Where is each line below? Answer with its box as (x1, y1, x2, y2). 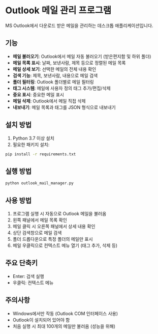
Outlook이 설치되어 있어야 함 (12, 317, 70, 323)
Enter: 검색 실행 (12, 273, 44, 279)
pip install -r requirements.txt (5, 151, 76, 157)
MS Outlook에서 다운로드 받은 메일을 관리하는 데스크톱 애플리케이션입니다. (5, 22, 153, 29)
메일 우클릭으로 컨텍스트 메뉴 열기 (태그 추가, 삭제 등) (12, 242, 118, 248)
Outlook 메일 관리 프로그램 (5, 5, 112, 16)
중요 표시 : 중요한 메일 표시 (12, 91, 65, 97)
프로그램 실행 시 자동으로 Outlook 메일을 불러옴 (12, 210, 107, 216)
